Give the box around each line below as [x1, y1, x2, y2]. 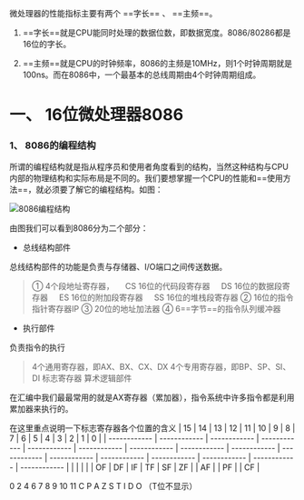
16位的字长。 [22, 39, 72, 49]
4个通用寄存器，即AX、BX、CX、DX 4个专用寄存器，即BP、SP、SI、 [31, 362, 291, 373]
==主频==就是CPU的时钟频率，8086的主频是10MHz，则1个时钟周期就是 [22, 58, 293, 68]
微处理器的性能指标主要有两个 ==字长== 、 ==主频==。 [9, 8, 218, 18]
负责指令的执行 [9, 342, 65, 353]
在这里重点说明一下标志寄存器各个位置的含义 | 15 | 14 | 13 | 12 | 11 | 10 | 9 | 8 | [9, 423, 296, 434]
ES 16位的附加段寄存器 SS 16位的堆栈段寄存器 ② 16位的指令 [58, 292, 294, 303]
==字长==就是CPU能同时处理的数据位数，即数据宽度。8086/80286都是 [22, 27, 291, 38]
